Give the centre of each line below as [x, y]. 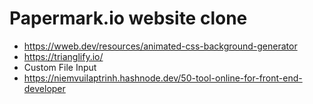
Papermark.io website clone [128, 18]
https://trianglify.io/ [63, 56]
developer [44, 88]
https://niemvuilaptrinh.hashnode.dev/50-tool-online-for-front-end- [163, 78]
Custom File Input [60, 67]
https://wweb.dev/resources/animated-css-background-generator [160, 46]
